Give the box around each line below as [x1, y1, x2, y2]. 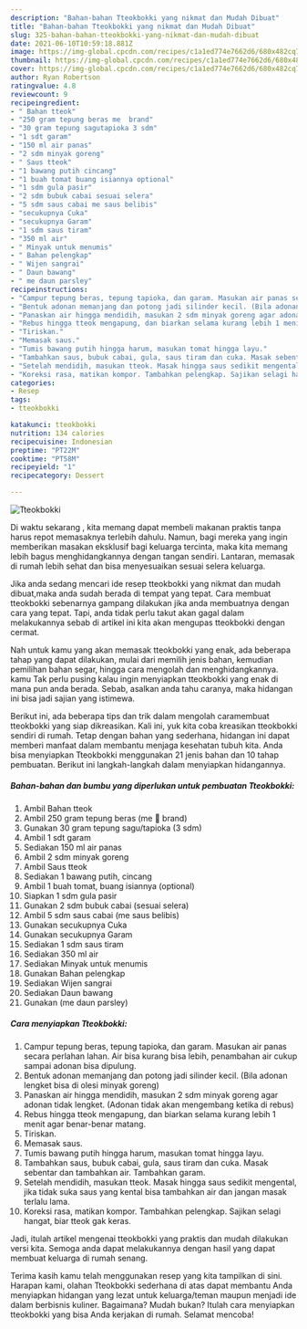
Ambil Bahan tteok [23, 802, 93, 813]
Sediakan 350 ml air [23, 948, 99, 959]
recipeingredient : [10, 98, 80, 108]
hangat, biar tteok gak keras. [23, 1215, 131, 1226]
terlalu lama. [23, 1196, 71, 1207]
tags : [10, 395, 31, 404]
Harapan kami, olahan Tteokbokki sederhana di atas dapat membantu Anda [10, 1280, 293, 1291]
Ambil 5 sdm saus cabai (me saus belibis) [23, 909, 180, 920]
